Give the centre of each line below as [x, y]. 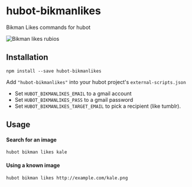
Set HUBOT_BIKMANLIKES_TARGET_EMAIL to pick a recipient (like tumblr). [98, 106]
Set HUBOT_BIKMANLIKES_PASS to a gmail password [74, 99]
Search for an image [32, 140]
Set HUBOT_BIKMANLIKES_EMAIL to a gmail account [73, 93]
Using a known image [33, 165]
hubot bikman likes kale [37, 152]
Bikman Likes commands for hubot [48, 27]
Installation [27, 57]
